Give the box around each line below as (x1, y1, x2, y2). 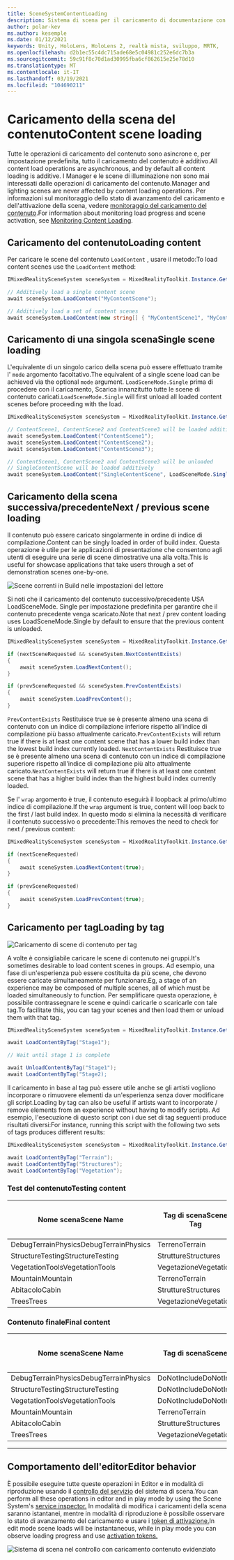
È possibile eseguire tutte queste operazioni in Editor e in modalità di (7, 1479, 204, 1487)
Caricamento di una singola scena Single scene (7, 333, 215, 346)
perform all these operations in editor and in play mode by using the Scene (7, 1494, 221, 1503)
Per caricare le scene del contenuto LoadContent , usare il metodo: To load (7, 255, 218, 263)
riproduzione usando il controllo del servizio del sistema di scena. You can (7, 1487, 218, 1495)
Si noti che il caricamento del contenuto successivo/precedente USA (7, 595, 205, 603)
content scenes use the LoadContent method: (7, 262, 136, 271)
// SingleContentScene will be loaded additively (7, 465, 155, 472)
